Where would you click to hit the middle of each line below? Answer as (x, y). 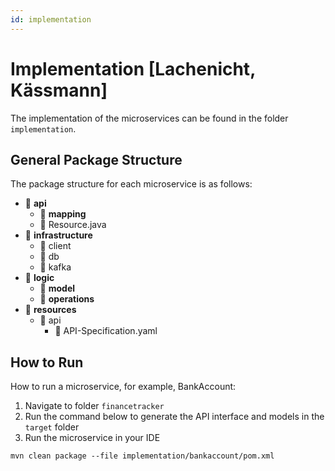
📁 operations (67, 299)
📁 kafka (55, 267)
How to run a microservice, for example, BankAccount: (123, 387)
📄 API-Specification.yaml (106, 331)
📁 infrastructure (58, 235)
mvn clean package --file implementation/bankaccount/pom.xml (142, 456)
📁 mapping (63, 214)
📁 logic (39, 278)
